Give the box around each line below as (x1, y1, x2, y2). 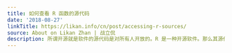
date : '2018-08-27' (7, 17, 64, 23)
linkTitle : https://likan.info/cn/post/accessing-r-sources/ (7, 23, 187, 30)
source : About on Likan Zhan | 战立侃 (7, 29, 116, 36)
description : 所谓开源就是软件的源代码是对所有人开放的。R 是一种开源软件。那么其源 (7, 36, 223, 43)
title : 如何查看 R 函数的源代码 (7, 10, 90, 17)
